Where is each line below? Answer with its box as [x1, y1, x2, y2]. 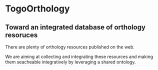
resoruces [5, 30, 38, 39]
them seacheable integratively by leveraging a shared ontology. [5, 59, 136, 65]
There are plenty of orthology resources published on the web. [5, 44, 135, 50]
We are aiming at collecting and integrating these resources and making [5, 53, 153, 59]
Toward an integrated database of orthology [5, 23, 146, 31]
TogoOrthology [5, 3, 70, 14]
